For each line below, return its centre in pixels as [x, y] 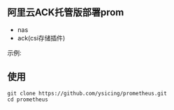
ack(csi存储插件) [41, 38]
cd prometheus [28, 100]
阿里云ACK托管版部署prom [66, 13]
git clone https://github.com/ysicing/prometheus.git [87, 93]
